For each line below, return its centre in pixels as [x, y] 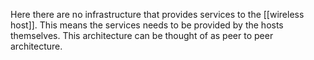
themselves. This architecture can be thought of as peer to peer [142, 35]
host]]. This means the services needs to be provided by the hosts [147, 25]
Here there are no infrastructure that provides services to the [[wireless [157, 14]
